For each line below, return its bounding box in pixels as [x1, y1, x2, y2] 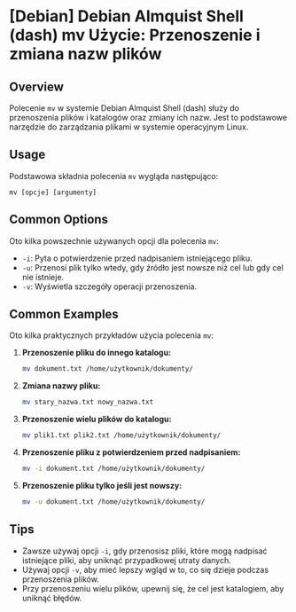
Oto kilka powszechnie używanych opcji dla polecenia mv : [9, 235, 219, 246]
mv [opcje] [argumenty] [9, 188, 97, 197]
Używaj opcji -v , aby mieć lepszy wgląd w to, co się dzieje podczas [21, 564, 269, 575]
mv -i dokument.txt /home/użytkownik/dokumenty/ [21, 464, 206, 474]
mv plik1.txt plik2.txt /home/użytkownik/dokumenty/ [21, 431, 222, 440]
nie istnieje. [21, 271, 65, 282]
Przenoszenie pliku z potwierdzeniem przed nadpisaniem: [21, 447, 241, 458]
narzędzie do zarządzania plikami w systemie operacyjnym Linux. [9, 122, 249, 132]
